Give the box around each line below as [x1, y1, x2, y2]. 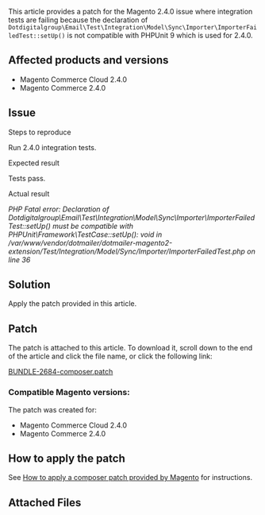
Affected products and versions [8, 53, 169, 67]
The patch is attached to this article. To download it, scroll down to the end [8, 343, 253, 353]
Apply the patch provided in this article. [8, 299, 137, 308]
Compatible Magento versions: [8, 387, 130, 398]
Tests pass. [8, 173, 46, 183]
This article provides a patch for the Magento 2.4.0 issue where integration [8, 7, 253, 16]
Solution [8, 278, 51, 292]
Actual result [8, 188, 50, 198]
